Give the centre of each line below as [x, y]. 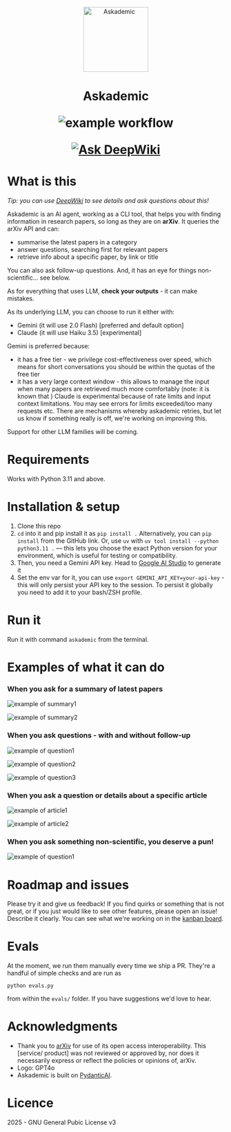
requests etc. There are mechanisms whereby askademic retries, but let [119, 411]
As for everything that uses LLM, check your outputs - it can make [102, 291]
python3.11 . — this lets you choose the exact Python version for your [117, 548]
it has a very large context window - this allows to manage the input [113, 381]
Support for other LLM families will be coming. [73, 432]
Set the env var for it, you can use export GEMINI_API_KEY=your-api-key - [121, 577]
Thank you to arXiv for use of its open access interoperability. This [112, 1046]
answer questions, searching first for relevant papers [92, 250]
